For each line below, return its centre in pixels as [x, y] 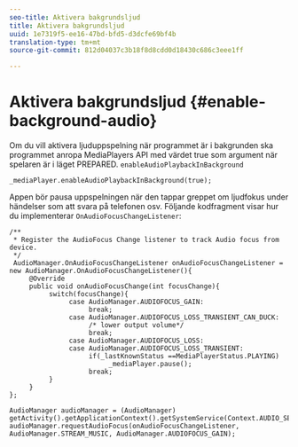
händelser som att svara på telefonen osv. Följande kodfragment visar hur [144, 207]
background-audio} [83, 121]
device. [24, 248]
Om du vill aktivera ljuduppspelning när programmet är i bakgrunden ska [141, 145]
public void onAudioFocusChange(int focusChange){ [124, 286]
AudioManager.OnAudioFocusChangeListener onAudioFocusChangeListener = [148, 263]
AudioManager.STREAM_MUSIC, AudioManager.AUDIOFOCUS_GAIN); [123, 434]
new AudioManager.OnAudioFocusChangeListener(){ [101, 271]
